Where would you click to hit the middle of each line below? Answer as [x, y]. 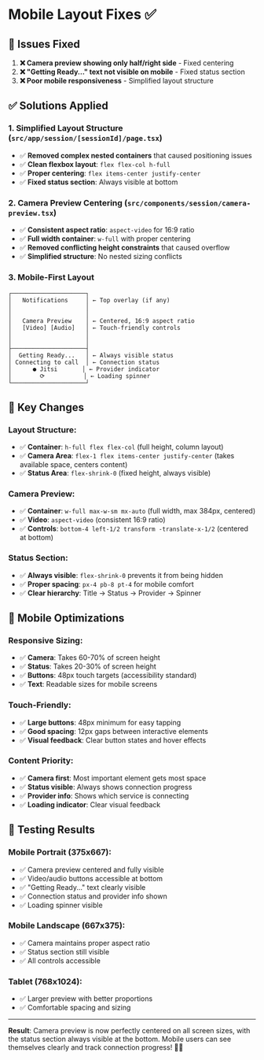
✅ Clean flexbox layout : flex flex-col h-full [95, 164]
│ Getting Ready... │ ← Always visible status [91, 356]
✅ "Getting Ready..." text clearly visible [82, 887]
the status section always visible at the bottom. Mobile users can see [120, 1039]
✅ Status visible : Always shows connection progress [106, 787]
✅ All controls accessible [60, 960]
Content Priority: [41, 761]
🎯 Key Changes [46, 407]
